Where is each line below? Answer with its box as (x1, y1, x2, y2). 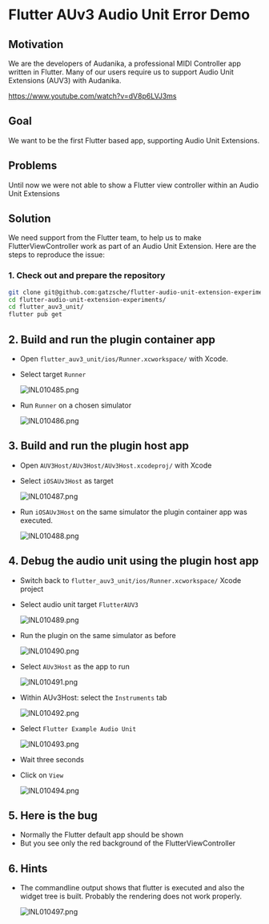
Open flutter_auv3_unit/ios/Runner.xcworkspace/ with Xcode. (19, 354, 228, 364)
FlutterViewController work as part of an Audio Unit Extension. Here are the (8, 242, 257, 251)
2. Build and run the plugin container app (8, 332, 216, 346)
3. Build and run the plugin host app (8, 439, 190, 453)
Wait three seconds (19, 754, 84, 764)
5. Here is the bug (8, 809, 98, 822)
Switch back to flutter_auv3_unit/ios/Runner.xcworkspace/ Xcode (19, 575, 242, 585)
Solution (8, 212, 51, 226)
